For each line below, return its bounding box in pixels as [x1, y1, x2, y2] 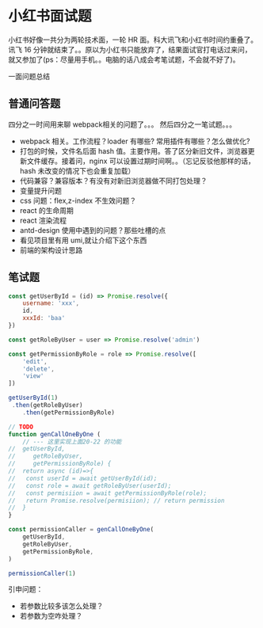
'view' [22, 372, 44, 380]
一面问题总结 [8, 71, 50, 81]
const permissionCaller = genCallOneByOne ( [8, 526, 154, 534]
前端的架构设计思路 [19, 245, 83, 254]
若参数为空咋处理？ [19, 611, 83, 621]
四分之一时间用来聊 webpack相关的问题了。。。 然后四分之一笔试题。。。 [8, 120, 237, 129]
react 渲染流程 [19, 215, 67, 225]
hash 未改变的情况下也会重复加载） [19, 166, 135, 175]
